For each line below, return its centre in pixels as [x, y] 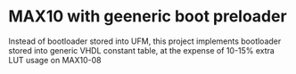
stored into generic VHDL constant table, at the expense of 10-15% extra [142, 50]
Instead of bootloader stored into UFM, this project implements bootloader [145, 41]
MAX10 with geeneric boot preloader [148, 16]
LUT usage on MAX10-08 [55, 60]
